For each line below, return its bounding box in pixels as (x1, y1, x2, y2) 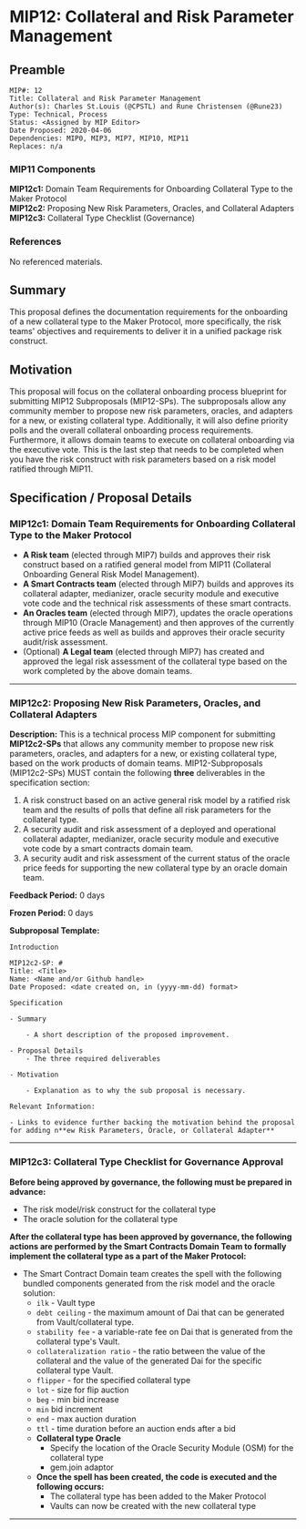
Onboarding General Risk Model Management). (22, 568, 200, 579)
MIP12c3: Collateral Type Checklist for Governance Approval (9, 1156, 284, 1168)
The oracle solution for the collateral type (22, 1213, 178, 1224)
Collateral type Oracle (36, 1432, 121, 1443)
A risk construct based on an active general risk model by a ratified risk (22, 795, 291, 806)
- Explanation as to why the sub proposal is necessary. (25, 1086, 247, 1096)
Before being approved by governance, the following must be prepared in (9, 1177, 293, 1188)
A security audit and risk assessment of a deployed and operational (22, 824, 276, 835)
